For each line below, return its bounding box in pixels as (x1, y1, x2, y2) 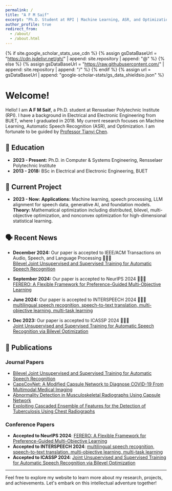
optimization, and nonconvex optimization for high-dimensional (33, 212, 167, 219)
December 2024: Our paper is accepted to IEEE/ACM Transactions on (12, 249, 161, 256)
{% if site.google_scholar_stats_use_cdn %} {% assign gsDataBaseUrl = (5, 50, 157, 56)
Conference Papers (5, 421, 55, 428)
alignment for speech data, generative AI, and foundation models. (12, 202, 152, 208)
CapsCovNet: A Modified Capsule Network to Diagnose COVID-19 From (12, 381, 164, 387)
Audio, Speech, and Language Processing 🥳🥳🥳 (12, 255, 112, 261)
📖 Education (5, 143, 45, 152)
